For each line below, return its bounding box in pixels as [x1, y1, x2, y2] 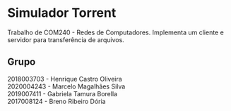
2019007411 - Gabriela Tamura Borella [7, 89, 118, 98]
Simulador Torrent [7, 5, 117, 21]
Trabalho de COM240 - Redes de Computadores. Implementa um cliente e [7, 28, 224, 37]
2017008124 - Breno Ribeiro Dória [7, 97, 106, 105]
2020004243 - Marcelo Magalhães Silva [7, 82, 126, 91]
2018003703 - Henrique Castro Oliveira [7, 74, 122, 83]
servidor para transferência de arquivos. [7, 35, 125, 44]
